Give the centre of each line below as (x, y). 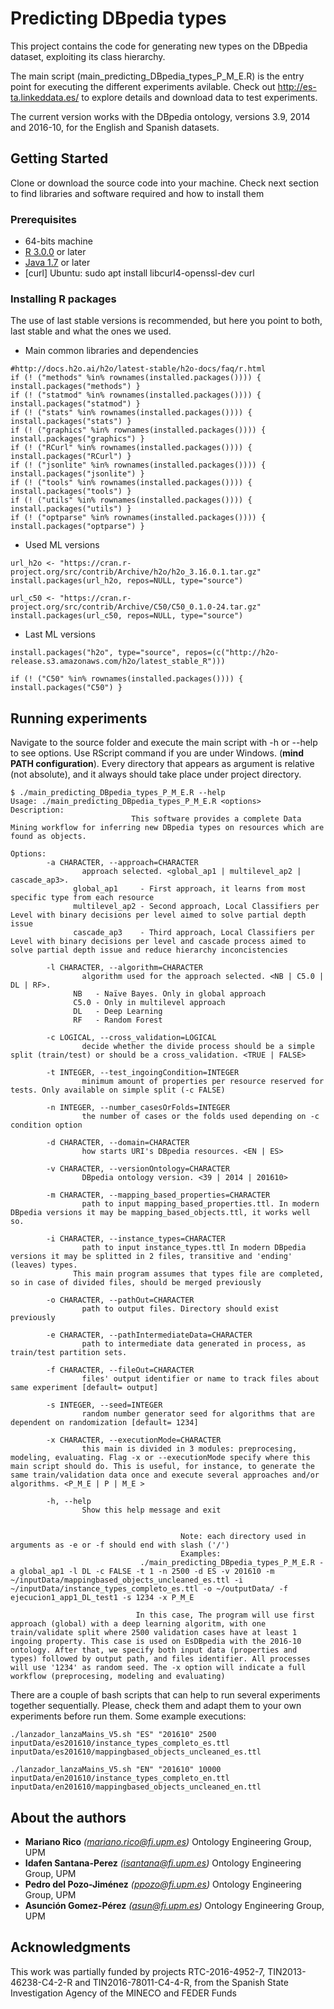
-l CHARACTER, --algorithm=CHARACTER (124, 968)
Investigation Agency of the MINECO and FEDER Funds (123, 1993)
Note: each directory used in (243, 1537)
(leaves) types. (44, 1265)
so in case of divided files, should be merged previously (136, 1283)
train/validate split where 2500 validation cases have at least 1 (154, 1633)
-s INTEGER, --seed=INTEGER (104, 1405)
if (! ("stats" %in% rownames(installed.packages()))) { (131, 413)
